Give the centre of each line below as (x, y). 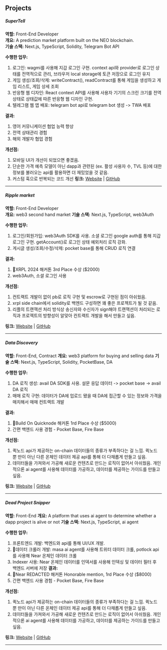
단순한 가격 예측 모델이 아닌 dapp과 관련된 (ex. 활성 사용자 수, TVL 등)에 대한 (87, 166)
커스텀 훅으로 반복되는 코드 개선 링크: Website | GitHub (66, 179)
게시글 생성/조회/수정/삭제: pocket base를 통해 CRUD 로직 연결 (74, 248)
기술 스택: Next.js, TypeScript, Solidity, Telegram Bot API (62, 46)
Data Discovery (22, 342)
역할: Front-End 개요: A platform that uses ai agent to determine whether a (81, 516)
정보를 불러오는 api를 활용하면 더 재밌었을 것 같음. (60, 173)
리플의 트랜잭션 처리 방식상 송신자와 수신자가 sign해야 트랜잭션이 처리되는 (84, 309)
